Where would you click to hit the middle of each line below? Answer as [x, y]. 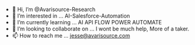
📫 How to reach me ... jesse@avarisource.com [71, 36]
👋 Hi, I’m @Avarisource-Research [54, 9]
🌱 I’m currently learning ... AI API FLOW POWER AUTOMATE [87, 22]
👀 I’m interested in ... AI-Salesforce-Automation [71, 16]
